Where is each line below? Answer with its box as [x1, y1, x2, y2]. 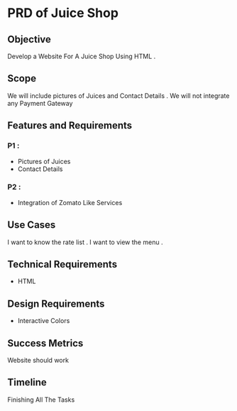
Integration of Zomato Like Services [17, 198, 123, 207]
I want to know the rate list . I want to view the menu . [7, 238, 163, 246]
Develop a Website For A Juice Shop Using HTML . [7, 52, 156, 60]
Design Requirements [7, 297, 105, 309]
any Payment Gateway [7, 99, 73, 107]
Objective [7, 33, 52, 45]
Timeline [7, 376, 48, 388]
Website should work [7, 356, 70, 365]
